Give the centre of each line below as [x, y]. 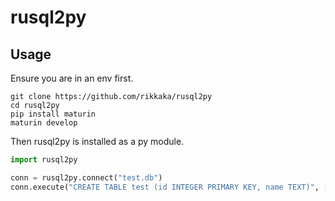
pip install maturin [53, 114]
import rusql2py [44, 160]
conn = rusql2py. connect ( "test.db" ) [86, 177]
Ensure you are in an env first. [72, 78]
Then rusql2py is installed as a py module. [97, 141]
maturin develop [44, 123]
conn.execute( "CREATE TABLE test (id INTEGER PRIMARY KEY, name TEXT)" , [165, 187]
